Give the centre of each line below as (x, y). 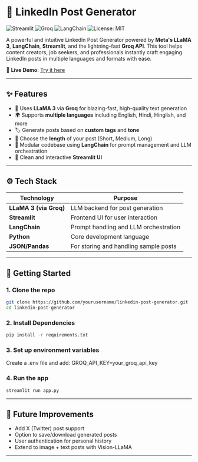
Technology (37, 198)
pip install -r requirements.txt (47, 335)
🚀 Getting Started (39, 273)
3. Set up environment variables (53, 350)
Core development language (110, 236)
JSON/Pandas (29, 246)
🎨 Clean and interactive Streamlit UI (58, 157)
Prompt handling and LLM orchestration (126, 227)
